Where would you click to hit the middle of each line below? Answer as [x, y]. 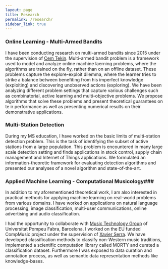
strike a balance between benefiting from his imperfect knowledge [74, 79]
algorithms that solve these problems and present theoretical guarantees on [84, 101]
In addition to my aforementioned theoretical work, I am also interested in [81, 192]
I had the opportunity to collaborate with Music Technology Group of [76, 223]
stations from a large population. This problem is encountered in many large [84, 147]
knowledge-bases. [25, 261]
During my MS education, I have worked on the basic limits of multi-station [83, 136]
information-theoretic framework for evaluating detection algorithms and [81, 163]
